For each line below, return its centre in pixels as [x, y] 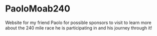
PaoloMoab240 [38, 9]
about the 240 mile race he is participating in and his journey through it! [79, 27]
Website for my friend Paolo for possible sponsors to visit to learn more [78, 22]
